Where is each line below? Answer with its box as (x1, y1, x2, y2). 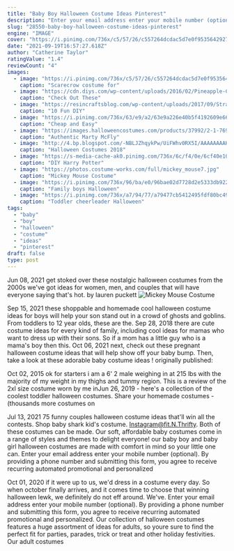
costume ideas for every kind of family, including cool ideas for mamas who (7, 326, 225, 335)
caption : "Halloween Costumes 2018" (19, 146, 127, 153)
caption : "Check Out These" (19, 95, 101, 102)
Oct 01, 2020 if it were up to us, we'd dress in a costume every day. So (7, 478, 210, 486)
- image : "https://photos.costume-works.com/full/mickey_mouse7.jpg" (13, 165, 219, 173)
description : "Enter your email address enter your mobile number (7, 17, 204, 24)
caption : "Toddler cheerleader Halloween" (19, 198, 145, 206)
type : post (7, 257, 39, 264)
